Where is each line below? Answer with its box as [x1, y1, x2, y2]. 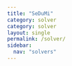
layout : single [7, 29, 51, 36]
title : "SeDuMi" [7, 10, 53, 17]
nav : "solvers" [13, 49, 57, 56]
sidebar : [7, 42, 32, 49]
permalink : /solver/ [7, 36, 67, 43]
